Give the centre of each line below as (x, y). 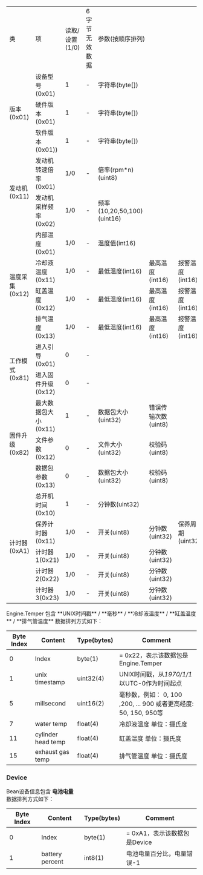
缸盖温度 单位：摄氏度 (150, 738)
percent (52, 862)
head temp (50, 742)
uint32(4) (91, 679)
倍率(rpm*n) (116, 170)
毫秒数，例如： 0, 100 (150, 695)
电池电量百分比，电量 (156, 854)
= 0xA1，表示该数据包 (158, 833)
